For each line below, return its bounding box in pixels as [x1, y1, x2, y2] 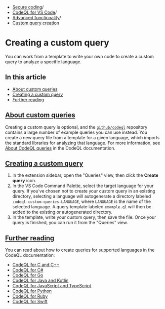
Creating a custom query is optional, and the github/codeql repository [5, 124, 148, 130]
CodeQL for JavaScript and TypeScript [12, 283, 91, 289]
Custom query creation [12, 20, 59, 26]
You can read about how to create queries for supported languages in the [5, 247, 155, 253]
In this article [5, 73, 46, 81]
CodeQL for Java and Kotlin [12, 277, 69, 283]
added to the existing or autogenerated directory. [12, 209, 113, 215]
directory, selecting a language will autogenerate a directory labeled [12, 193, 151, 199]
